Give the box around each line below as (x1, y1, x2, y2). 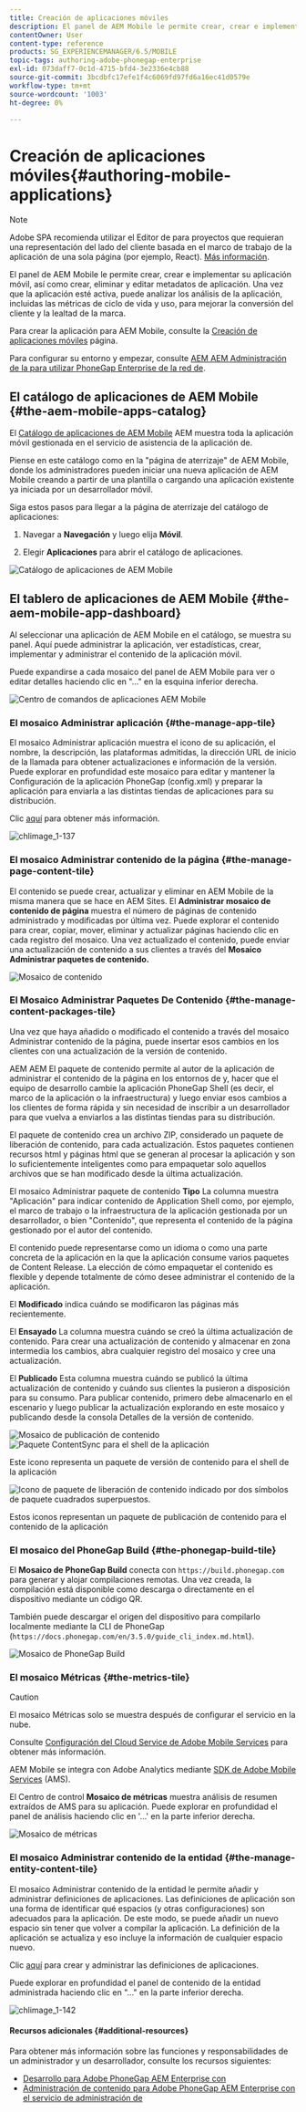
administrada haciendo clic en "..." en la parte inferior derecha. (9, 1986, 244, 1998)
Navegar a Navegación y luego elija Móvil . (22, 529, 184, 540)
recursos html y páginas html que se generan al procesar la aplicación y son (9, 1149, 296, 1160)
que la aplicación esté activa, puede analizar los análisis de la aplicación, (9, 288, 283, 299)
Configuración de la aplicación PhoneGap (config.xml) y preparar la (9, 776, 263, 787)
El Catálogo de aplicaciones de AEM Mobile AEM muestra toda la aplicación (9, 428, 294, 439)
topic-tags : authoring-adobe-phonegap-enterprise (9, 56, 202, 65)
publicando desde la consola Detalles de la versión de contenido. (9, 1411, 254, 1422)
